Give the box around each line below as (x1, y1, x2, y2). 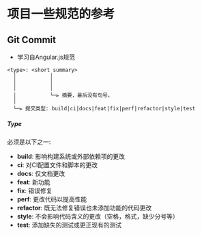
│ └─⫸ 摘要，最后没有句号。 (13, 92, 113, 99)
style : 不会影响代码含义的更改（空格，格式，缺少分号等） (16, 212, 179, 220)
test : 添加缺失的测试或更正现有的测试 (16, 221, 122, 229)
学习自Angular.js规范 (16, 53, 76, 61)
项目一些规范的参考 (7, 6, 115, 22)
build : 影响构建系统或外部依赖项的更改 (16, 152, 125, 160)
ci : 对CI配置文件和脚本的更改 (16, 160, 98, 169)
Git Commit (7, 34, 57, 45)
